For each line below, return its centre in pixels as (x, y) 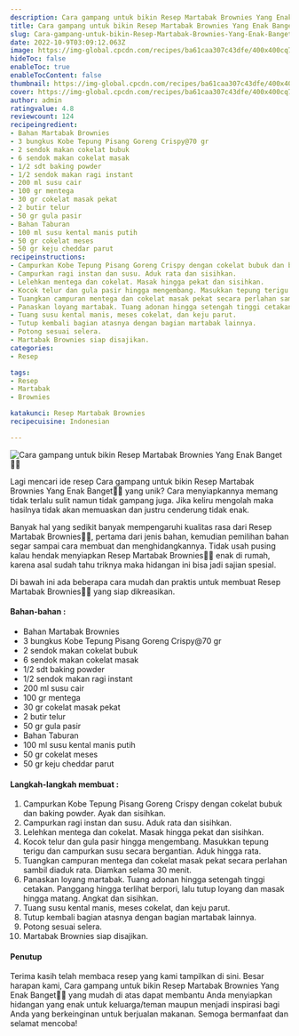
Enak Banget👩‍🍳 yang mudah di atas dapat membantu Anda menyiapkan (142, 995)
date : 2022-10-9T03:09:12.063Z (68, 42)
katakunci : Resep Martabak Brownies (78, 414)
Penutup (26, 956)
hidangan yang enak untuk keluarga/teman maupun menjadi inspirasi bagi (145, 1005)
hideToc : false (38, 59)
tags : (20, 373)
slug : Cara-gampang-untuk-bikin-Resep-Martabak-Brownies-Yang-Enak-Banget (151, 34)
